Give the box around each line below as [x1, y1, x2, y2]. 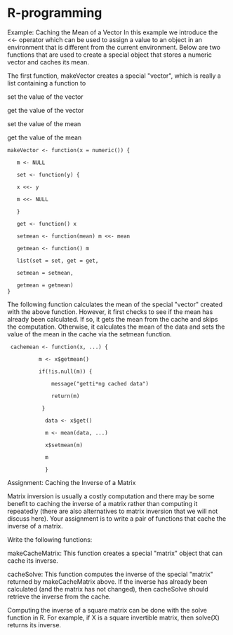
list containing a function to [7, 78, 86, 87]
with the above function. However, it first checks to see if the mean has [7, 307, 213, 316]
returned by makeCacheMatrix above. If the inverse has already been [7, 577, 208, 586]
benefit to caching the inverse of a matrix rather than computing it [7, 499, 198, 507]
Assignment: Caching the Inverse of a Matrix [7, 478, 136, 486]
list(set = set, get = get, [16, 257, 99, 264]
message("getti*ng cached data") [51, 380, 149, 387]
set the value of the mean [7, 119, 81, 128]
